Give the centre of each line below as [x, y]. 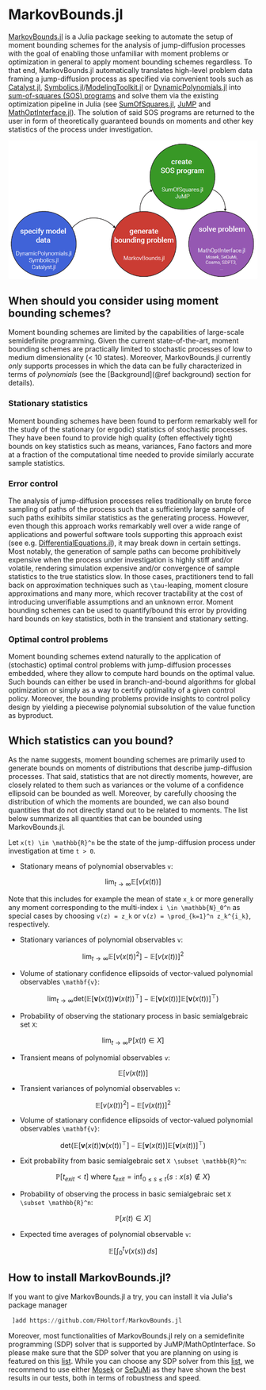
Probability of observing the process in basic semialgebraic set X [125, 1194]
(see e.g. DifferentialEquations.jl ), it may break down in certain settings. [125, 543]
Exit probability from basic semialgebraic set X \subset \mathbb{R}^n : [133, 1161]
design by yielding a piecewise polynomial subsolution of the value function [132, 707]
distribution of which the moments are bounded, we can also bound [119, 802]
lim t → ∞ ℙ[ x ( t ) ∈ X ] [133, 1041]
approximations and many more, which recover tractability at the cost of [126, 593]
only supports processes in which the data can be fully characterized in [125, 366]
